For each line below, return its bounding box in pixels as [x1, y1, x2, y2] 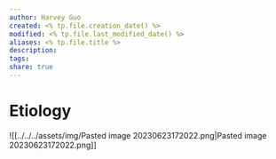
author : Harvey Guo [9, 12, 82, 22]
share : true [9, 63, 53, 72]
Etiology [9, 101, 72, 121]
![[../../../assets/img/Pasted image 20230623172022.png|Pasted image [9, 130, 267, 140]
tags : [9, 54, 29, 63]
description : [9, 46, 58, 55]
